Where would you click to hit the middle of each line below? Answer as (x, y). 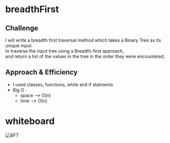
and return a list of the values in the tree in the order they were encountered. (85, 56)
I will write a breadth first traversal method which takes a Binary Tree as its (83, 40)
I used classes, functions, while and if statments (63, 84)
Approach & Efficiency (41, 72)
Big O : (20, 90)
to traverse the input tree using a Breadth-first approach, (65, 51)
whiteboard (30, 121)
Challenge (22, 28)
